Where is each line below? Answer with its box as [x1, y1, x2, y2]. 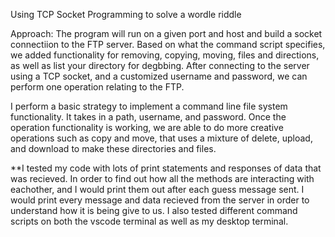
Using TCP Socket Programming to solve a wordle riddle [10, 9, 242, 20]
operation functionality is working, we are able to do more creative [10, 122, 284, 133]
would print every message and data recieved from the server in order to [10, 194, 310, 206]
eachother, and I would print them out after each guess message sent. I [10, 184, 305, 195]
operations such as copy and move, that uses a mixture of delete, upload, [10, 132, 313, 144]
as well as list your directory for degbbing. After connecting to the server [10, 60, 310, 71]
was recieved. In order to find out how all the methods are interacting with [10, 173, 315, 184]
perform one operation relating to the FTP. [10, 81, 185, 93]
